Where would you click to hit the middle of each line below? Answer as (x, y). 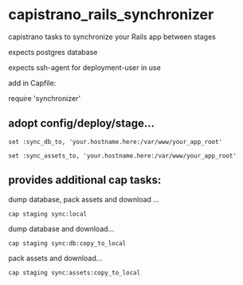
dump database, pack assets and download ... (84, 199)
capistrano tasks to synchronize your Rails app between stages (112, 37)
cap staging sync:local (48, 214)
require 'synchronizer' (45, 98)
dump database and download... (61, 228)
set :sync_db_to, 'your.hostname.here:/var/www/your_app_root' (116, 142)
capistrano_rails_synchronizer (111, 15)
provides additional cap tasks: (85, 180)
